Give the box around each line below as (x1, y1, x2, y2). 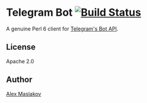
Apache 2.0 (6, 57, 34, 64)
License (6, 42, 36, 52)
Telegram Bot (6, 6, 73, 19)
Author (6, 75, 32, 85)
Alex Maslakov (6, 90, 41, 97)
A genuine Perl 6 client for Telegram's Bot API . (6, 25, 119, 32)
